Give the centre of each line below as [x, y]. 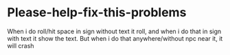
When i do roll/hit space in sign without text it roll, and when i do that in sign [114, 31]
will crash [21, 45]
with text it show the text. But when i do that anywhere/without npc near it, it [115, 38]
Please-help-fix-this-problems [97, 13]
